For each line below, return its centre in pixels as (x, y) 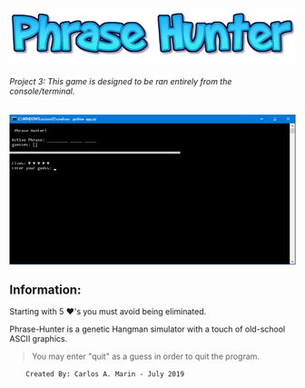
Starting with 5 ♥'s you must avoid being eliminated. (108, 312)
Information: (45, 290)
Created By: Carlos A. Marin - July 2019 (105, 374)
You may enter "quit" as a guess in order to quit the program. (146, 356)
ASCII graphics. (39, 339)
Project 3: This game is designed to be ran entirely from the (121, 82)
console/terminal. (42, 91)
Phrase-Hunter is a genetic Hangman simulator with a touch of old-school (148, 329)
